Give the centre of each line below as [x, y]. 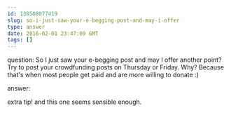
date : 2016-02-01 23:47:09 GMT [53, 33]
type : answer [26, 27]
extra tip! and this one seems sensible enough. [75, 102]
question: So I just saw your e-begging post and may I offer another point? [114, 60]
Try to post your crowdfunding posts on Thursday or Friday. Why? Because [115, 67]
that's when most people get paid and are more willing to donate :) [103, 75]
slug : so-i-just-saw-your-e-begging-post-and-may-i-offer [93, 20]
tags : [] [20, 40]
